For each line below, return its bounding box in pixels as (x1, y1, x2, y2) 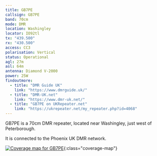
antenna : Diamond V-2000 (5, 69, 58, 74)
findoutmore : (5, 78, 33, 83)
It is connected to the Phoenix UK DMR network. (5, 135, 107, 141)
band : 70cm (5, 17, 28, 22)
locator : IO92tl (5, 31, 40, 36)
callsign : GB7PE (5, 12, 40, 17)
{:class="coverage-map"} (63, 145, 118, 151)
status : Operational (5, 54, 49, 60)
